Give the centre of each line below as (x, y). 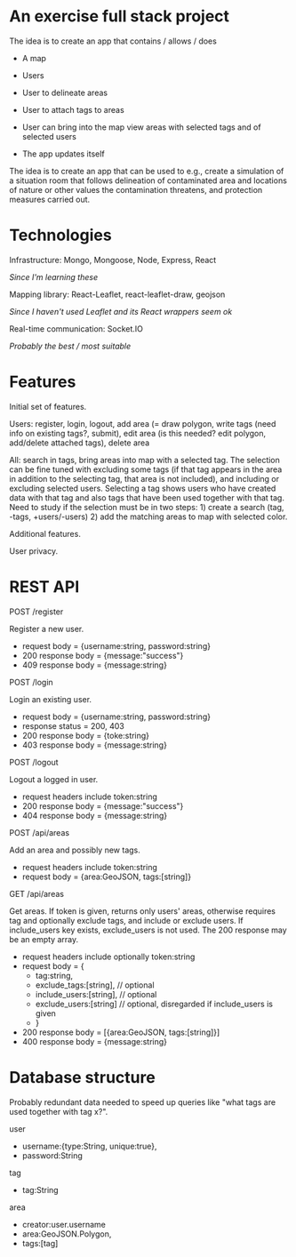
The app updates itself (63, 154)
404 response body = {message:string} (94, 815)
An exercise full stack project (119, 16)
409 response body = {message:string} (94, 665)
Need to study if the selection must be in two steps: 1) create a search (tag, (147, 507)
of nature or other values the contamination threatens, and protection (136, 189)
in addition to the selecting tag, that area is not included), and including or (144, 478)
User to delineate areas (65, 92)
